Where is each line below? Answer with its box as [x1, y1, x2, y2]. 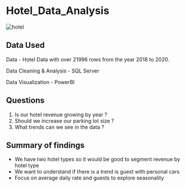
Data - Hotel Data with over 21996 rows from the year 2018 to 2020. [6, 56, 170, 63]
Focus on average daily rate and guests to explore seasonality [14, 174, 164, 182]
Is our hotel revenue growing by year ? [14, 111, 108, 118]
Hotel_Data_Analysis [6, 4, 109, 18]
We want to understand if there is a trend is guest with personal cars [14, 168, 180, 175]
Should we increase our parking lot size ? [14, 117, 114, 124]
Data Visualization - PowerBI [6, 78, 75, 85]
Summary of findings [6, 140, 85, 150]
